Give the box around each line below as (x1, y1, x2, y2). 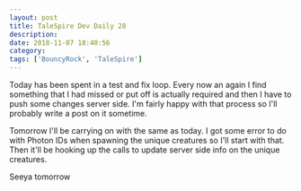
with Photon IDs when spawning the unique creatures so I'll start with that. (9, 135, 285, 145)
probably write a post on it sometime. (9, 109, 148, 118)
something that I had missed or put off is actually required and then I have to (9, 89, 292, 100)
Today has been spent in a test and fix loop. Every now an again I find (9, 80, 267, 90)
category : (9, 47, 47, 56)
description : (9, 30, 58, 39)
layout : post (9, 13, 58, 22)
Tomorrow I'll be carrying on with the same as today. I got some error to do (9, 126, 288, 135)
